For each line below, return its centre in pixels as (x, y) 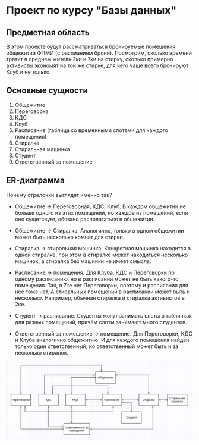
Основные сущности (47, 91)
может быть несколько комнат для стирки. (70, 237)
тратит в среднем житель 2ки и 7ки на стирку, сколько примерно (90, 59)
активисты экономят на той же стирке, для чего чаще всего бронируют (97, 65)
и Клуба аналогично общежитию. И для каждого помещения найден (102, 340)
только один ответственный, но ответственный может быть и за (97, 346)
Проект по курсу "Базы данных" (91, 10)
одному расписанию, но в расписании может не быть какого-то (97, 279)
